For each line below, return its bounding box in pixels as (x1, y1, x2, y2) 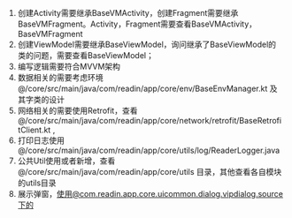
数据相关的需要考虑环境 (17, 72, 104, 82)
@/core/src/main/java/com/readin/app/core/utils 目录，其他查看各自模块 (17, 167, 282, 177)
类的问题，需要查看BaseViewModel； (17, 50, 155, 60)
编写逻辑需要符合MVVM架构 (17, 61, 121, 71)
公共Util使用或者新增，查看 (17, 155, 116, 166)
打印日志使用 (17, 135, 65, 146)
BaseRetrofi (238, 116, 281, 125)
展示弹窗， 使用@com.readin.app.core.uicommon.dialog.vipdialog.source (17, 189, 283, 199)
